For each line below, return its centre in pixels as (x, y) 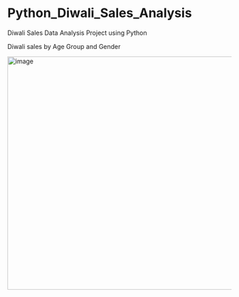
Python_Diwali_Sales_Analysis (100, 13)
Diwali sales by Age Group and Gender (64, 46)
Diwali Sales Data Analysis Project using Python (77, 33)
